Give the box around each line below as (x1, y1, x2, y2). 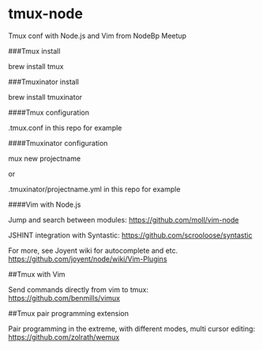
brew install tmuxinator (8, 92, 83, 101)
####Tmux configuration (8, 108, 89, 117)
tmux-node (8, 5, 83, 23)
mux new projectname (8, 154, 81, 163)
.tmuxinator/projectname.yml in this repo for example (8, 184, 181, 194)
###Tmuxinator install (8, 77, 79, 86)
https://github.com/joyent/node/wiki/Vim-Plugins (8, 254, 167, 264)
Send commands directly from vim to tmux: (8, 284, 148, 294)
